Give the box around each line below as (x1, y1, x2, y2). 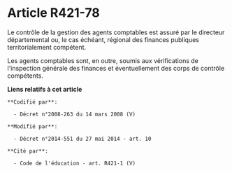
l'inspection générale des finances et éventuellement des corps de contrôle (7, 64, 225, 72)
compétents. (7, 71, 44, 80)
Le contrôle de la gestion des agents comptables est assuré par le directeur (7, 28, 225, 36)
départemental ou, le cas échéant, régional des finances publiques (7, 35, 199, 43)
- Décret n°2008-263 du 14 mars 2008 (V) (13, 111, 136, 118)
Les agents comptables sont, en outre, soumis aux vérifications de (7, 56, 199, 64)
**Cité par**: (7, 147, 49, 155)
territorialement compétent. (7, 43, 87, 51)
